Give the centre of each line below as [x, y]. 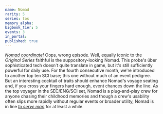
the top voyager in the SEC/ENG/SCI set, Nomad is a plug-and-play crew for [81, 91]
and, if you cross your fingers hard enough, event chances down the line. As [81, 86]
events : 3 [15, 32]
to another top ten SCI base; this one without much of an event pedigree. [78, 75]
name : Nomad [17, 9]
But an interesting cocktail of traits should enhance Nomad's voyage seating [81, 81]
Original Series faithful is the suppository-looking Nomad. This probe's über [81, 60]
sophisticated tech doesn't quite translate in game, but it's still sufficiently [79, 65]
